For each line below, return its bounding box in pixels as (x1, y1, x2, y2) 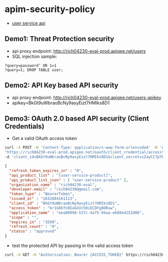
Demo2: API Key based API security (5, 81, 119, 90)
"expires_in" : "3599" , (9, 219, 59, 224)
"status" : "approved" (9, 229, 57, 234)
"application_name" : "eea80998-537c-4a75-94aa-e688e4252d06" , (9, 210, 144, 215)
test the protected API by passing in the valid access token (12, 242, 133, 248)
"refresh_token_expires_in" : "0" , (9, 168, 84, 173)
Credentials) (5, 122, 45, 130)
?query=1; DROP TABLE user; (5, 67, 64, 72)
